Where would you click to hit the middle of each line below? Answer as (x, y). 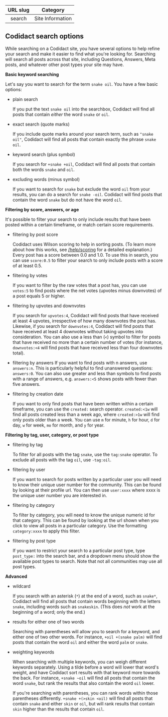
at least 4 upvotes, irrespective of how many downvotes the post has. (84, 321)
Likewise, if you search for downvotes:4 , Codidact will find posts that (83, 326)
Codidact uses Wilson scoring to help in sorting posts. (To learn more (84, 244)
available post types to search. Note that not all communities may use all (87, 561)
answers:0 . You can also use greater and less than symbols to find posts (87, 373)
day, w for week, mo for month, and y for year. (58, 425)
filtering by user (29, 469)
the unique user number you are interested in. (60, 495)
